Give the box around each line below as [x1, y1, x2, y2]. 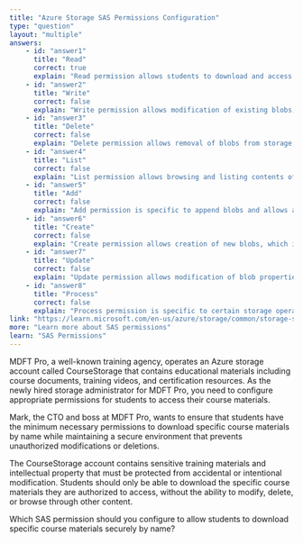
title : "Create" [32, 222, 95, 231]
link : [9, 314, 30, 324]
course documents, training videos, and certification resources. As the [9, 375, 271, 385]
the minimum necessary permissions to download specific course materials [9, 421, 290, 432]
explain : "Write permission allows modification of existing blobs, [32, 105, 297, 114]
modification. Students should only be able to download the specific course [9, 476, 290, 487]
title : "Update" [32, 256, 95, 266]
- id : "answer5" [25, 181, 87, 190]
